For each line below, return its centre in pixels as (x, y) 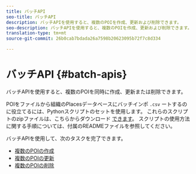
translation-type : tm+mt (36, 33)
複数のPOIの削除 (34, 165)
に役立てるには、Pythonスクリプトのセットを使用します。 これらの (87, 111)
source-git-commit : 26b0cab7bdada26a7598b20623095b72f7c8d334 (83, 39)
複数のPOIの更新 (34, 158)
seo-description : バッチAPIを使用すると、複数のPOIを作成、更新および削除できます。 (99, 28)
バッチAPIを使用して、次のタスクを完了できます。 (66, 138)
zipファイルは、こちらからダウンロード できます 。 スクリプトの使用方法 (103, 119)
